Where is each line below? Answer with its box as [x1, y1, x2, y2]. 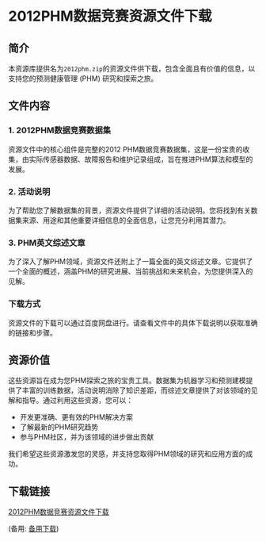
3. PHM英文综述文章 [8, 237, 85, 248]
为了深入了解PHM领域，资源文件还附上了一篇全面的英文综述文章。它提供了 [8, 257, 253, 267]
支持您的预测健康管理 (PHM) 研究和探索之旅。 [8, 74, 158, 83]
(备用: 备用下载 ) [8, 524, 59, 534]
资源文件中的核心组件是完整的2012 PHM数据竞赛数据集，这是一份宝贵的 [8, 144, 243, 154]
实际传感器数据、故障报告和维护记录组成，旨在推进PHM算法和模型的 [28, 154, 253, 163]
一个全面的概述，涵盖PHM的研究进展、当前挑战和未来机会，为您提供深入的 [8, 267, 253, 276]
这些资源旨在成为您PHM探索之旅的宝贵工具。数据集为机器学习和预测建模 [8, 376, 246, 386]
